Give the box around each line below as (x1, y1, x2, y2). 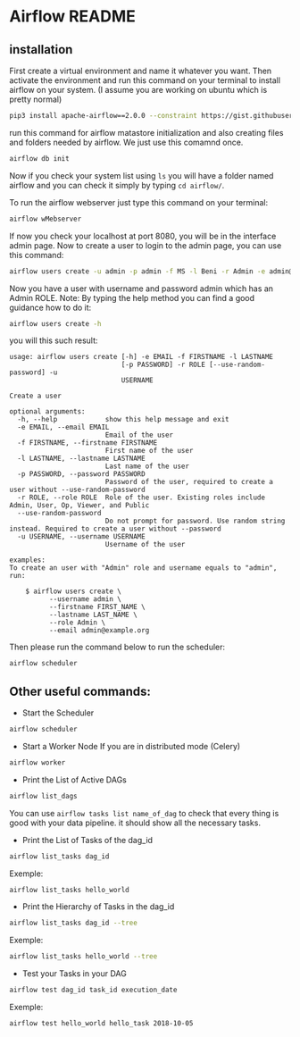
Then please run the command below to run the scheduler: (9, 641, 226, 653)
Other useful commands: (9, 683, 152, 698)
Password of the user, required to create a (104, 478, 274, 487)
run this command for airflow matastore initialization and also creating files (9, 127, 284, 138)
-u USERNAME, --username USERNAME (17, 532, 146, 541)
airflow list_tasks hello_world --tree (9, 952, 158, 961)
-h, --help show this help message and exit (17, 415, 229, 424)
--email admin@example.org (48, 626, 150, 635)
